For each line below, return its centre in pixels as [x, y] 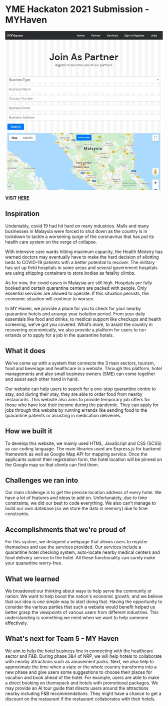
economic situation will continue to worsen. [50, 299]
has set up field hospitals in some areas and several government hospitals [81, 268]
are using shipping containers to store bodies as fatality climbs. [70, 273]
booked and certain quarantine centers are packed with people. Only [76, 288]
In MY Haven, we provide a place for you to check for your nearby [73, 308]
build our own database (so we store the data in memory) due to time [76, 509]
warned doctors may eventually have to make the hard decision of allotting [82, 257]
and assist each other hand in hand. [42, 379]
